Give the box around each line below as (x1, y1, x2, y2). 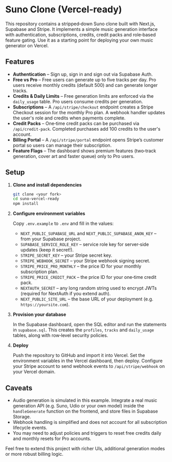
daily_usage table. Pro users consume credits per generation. (12, 98, 143, 104)
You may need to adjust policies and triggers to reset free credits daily (12, 430, 162, 436)
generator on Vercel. (5, 42, 49, 48)
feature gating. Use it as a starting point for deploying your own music (5, 37, 154, 43)
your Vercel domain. (12, 369, 55, 375)
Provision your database (12, 311, 67, 317)
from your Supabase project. (20, 236, 81, 242)
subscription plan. (20, 269, 59, 275)
